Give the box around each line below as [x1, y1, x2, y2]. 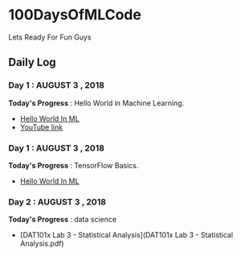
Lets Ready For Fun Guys [8, 32, 92, 42]
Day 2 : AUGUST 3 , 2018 [8, 196, 107, 207]
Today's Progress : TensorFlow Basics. [8, 160, 139, 170]
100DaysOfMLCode [8, 6, 142, 24]
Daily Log [8, 56, 56, 69]
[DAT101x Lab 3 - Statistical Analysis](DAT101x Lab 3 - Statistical [19, 230, 234, 240]
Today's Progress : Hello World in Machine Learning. [8, 98, 185, 108]
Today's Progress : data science [8, 215, 117, 225]
